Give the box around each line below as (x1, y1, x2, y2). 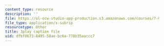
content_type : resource (5, 7, 54, 12)
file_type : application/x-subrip (5, 20, 73, 25)
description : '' (5, 11, 38, 16)
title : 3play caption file (5, 29, 60, 34)
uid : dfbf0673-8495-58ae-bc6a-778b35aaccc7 (5, 34, 95, 39)
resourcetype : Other (5, 25, 47, 30)
